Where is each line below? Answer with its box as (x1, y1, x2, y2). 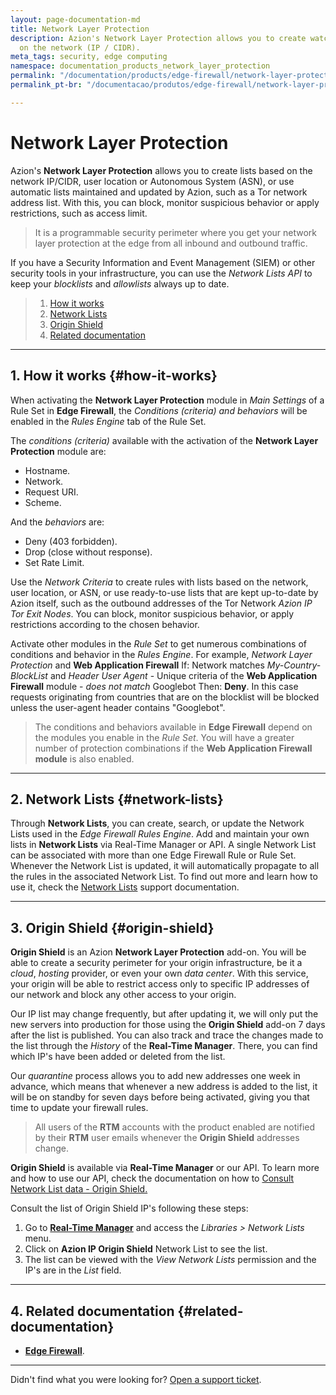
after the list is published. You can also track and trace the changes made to (10, 1029, 324, 1041)
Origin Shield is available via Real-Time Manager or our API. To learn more (10, 1162, 320, 1174)
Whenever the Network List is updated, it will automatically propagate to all (10, 860, 320, 872)
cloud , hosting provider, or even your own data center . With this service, (10, 967, 309, 980)
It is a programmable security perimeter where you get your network (34, 226, 317, 238)
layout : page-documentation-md (10, 14, 141, 25)
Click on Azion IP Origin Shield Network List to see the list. (24, 1243, 268, 1255)
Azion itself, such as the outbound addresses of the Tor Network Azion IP (10, 597, 313, 609)
